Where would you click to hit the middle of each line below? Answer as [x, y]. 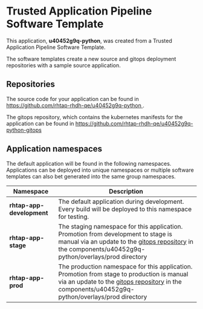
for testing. [74, 216]
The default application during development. [121, 201]
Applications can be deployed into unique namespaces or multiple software [100, 170]
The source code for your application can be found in [72, 99]
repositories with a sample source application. [63, 65]
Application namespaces [54, 149]
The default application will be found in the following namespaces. [89, 163]
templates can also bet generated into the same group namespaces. [91, 176]
